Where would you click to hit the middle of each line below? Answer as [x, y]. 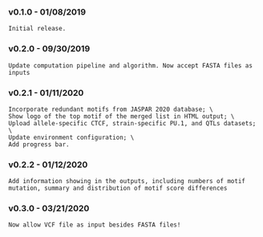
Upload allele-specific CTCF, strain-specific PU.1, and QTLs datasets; [132, 123]
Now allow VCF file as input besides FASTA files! [95, 225]
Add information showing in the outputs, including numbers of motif [127, 182]
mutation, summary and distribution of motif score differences [118, 188]
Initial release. [37, 29]
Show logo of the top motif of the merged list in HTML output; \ [121, 116]
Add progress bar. [39, 144]
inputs [19, 72]
